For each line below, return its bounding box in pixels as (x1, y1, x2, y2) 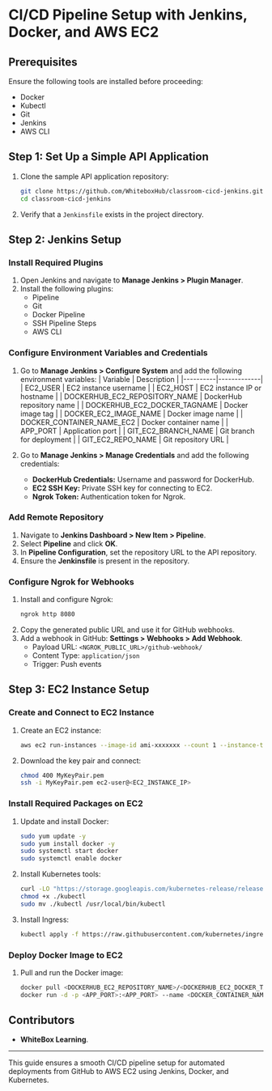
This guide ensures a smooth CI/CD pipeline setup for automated (8, 1058, 225, 1068)
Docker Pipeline (32, 310, 86, 320)
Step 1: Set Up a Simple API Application (8, 150, 209, 163)
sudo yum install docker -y (19, 839, 115, 847)
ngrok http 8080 (19, 610, 75, 618)
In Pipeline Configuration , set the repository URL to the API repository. (19, 547, 257, 557)
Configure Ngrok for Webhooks (8, 576, 135, 588)
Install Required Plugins (8, 257, 104, 268)
